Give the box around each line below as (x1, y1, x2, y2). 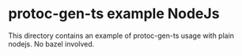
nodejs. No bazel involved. (8, 39, 95, 48)
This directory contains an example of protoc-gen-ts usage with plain (8, 31, 235, 40)
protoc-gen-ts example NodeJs (8, 5, 220, 23)
